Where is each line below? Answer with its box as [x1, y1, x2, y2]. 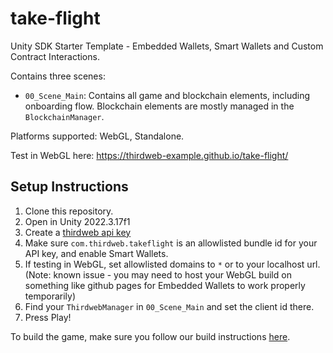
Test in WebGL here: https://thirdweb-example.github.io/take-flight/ [10, 149, 289, 161]
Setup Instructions [10, 178, 129, 196]
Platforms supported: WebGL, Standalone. [10, 130, 185, 142]
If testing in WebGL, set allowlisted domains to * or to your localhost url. [24, 258, 321, 270]
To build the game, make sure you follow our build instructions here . [10, 330, 291, 342]
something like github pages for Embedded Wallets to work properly [24, 279, 306, 291]
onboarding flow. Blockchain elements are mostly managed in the [24, 100, 295, 112]
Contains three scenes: [10, 70, 106, 82]
